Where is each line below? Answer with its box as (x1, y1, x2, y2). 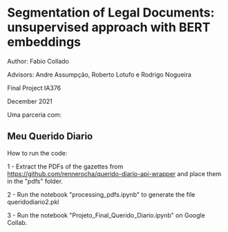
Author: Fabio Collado (7, 57, 69, 65)
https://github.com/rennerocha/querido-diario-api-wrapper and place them (7, 169, 222, 177)
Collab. (7, 218, 28, 226)
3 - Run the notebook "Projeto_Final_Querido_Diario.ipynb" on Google (7, 211, 205, 219)
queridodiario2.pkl (7, 197, 60, 206)
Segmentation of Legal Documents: (7, 5, 215, 21)
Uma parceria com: (7, 110, 62, 119)
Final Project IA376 (7, 84, 61, 92)
